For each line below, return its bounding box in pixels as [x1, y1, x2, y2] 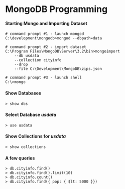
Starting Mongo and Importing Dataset [5, 20, 88, 26]
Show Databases [5, 90, 42, 96]
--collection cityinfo [14, 57, 62, 63]
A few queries [5, 155, 35, 161]
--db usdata [14, 53, 39, 58]
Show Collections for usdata [5, 133, 66, 139]
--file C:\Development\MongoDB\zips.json [14, 66, 102, 71]
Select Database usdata [5, 111, 57, 118]
